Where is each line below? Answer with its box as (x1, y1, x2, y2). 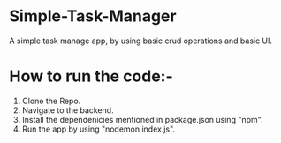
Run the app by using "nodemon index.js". (21, 124, 175, 134)
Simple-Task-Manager (9, 6, 177, 26)
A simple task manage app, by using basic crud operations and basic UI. (9, 35, 272, 46)
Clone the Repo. (21, 95, 81, 106)
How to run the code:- (9, 66, 174, 87)
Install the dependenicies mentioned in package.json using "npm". (21, 114, 263, 124)
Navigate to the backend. (21, 104, 114, 116)
